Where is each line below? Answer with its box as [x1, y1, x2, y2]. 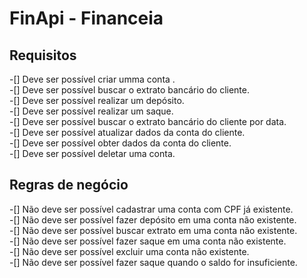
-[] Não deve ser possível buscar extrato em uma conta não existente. [9, 224, 298, 236]
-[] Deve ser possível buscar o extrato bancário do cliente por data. [9, 116, 287, 127]
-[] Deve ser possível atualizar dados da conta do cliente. [9, 127, 246, 138]
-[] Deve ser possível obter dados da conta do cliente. [9, 137, 232, 149]
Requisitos [9, 47, 77, 64]
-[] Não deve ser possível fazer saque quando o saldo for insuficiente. [9, 256, 298, 268]
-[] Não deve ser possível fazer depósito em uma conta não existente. [9, 213, 297, 226]
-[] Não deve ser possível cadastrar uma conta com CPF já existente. [9, 203, 294, 215]
